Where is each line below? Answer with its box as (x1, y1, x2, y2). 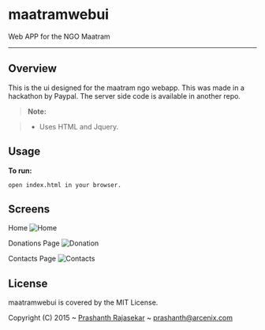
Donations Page (8, 238, 61, 248)
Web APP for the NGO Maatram (8, 32, 110, 41)
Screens (8, 202, 50, 216)
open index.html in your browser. (8, 181, 122, 189)
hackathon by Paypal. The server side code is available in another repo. (8, 91, 241, 100)
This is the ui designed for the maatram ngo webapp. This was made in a (8, 83, 244, 92)
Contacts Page (8, 254, 57, 264)
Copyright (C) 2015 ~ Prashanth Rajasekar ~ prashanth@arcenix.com (8, 313, 233, 323)
